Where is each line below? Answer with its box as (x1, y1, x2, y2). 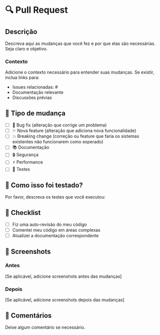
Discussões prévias (12, 95, 52, 101)
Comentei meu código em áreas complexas (12, 227, 101, 233)
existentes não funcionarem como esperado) (12, 139, 103, 145)
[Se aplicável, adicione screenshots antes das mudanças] (5, 273, 122, 279)
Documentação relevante (12, 89, 64, 95)
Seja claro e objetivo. (5, 46, 48, 51)
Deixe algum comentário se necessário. (5, 324, 86, 330)
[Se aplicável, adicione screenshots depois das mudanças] (5, 297, 125, 303)
